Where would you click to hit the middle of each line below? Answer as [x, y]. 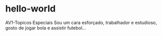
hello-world [31, 9]
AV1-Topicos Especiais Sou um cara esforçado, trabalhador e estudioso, [81, 22]
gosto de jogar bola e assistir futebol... [46, 27]
